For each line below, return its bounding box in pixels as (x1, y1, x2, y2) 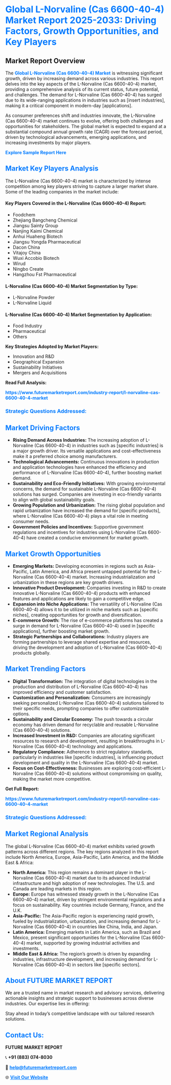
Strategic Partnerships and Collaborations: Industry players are (12, 633, 149, 639)
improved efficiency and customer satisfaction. (12, 689, 112, 695)
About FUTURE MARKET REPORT (5, 976, 113, 985)
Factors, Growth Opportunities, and (5, 26, 159, 37)
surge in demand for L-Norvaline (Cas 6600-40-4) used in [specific (12, 622, 155, 629)
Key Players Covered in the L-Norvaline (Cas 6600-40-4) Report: (5, 200, 146, 206)
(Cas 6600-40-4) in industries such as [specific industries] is (34, 443, 163, 449)
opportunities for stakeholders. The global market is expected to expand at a (5, 124, 166, 129)
